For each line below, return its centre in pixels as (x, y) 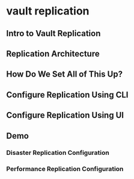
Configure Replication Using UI (65, 115)
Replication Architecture (53, 53)
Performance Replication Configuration (65, 169)
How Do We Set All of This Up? (65, 74)
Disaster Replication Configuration (58, 153)
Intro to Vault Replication (53, 33)
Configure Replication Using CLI (67, 95)
